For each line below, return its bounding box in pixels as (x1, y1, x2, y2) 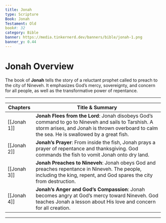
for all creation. (35, 204, 71, 211)
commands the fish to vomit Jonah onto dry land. (35, 151, 150, 158)
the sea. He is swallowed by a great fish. (35, 131, 129, 137)
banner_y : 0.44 (5, 40, 37, 45)
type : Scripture (5, 12, 39, 17)
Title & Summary (77, 104, 118, 111)
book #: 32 (5, 26, 26, 31)
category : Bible (5, 30, 39, 35)
